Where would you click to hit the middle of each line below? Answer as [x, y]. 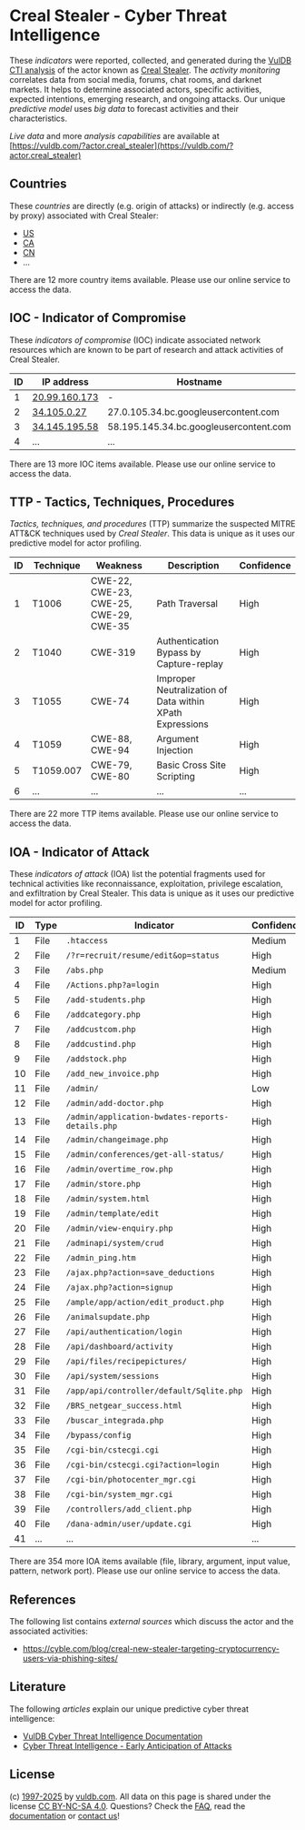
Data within [181, 701]
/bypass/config [98, 1435]
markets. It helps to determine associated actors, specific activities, [136, 89]
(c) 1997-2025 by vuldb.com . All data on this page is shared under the [140, 1796]
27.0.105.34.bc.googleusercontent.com [193, 412]
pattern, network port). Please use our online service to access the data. [145, 1571]
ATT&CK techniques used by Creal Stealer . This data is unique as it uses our [152, 534]
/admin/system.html [108, 1199]
